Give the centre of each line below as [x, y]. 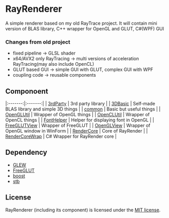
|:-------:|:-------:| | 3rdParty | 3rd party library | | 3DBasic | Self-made [80, 104]
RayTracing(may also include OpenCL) [53, 64]
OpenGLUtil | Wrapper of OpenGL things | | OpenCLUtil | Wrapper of [78, 115]
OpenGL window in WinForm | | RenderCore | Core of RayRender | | [77, 131]
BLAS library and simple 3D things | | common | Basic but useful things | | [83, 109]
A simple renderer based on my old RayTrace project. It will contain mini [81, 23]
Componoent [27, 91]
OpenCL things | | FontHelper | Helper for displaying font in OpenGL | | [80, 120]
